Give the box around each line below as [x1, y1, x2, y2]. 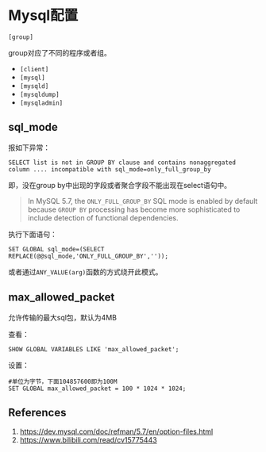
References [8, 405, 67, 419]
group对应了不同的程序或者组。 [8, 48, 111, 57]
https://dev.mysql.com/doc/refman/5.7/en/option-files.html [19, 427, 214, 436]
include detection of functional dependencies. [27, 213, 179, 222]
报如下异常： [8, 143, 50, 152]
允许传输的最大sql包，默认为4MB [8, 312, 118, 322]
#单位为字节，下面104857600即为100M [8, 377, 118, 385]
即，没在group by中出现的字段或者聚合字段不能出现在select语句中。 [8, 180, 232, 190]
